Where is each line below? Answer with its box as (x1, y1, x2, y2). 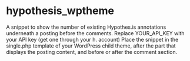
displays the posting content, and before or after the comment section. (6, 48, 178, 55)
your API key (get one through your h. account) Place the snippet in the (6, 36, 179, 43)
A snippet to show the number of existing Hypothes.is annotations (6, 23, 166, 30)
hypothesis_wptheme (6, 4, 115, 18)
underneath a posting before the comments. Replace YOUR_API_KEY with (6, 29, 185, 36)
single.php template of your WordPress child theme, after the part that (6, 42, 176, 49)
